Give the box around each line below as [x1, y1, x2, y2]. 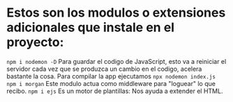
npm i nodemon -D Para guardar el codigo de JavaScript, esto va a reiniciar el [6, 57, 227, 65]
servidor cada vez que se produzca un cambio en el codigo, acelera [6, 65, 202, 73]
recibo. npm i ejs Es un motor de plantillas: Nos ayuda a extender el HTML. [6, 87, 223, 95]
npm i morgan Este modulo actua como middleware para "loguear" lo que [6, 79, 216, 87]
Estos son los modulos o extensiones [6, 5, 226, 21]
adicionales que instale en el [6, 19, 175, 35]
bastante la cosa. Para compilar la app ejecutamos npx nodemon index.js [6, 71, 216, 80]
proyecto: [6, 35, 64, 50]
